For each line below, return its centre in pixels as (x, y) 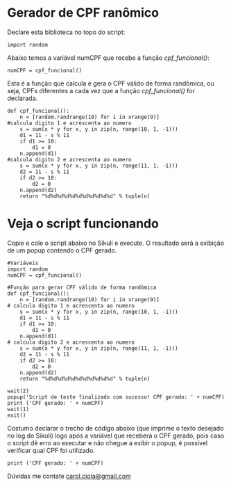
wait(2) (18, 391)
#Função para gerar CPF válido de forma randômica (82, 287)
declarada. (23, 98)
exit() (17, 415)
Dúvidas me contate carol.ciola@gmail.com (69, 476)
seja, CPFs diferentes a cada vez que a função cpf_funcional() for (101, 90)
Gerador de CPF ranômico (83, 13)
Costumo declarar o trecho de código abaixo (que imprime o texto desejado (115, 428)
